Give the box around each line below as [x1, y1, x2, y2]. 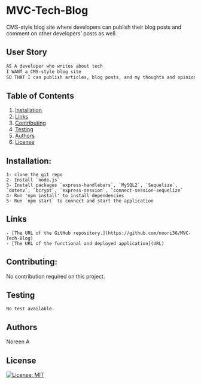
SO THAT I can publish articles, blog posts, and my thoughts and [6, 74, 175, 80]
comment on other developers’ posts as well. [6, 29, 117, 37]
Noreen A [6, 338, 30, 345]
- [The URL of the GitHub [6, 230, 71, 236]
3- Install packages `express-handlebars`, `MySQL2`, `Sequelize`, [6, 182, 178, 188]
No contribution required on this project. [6, 273, 105, 280]
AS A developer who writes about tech [6, 63, 103, 69]
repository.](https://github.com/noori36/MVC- [72, 230, 191, 236]
